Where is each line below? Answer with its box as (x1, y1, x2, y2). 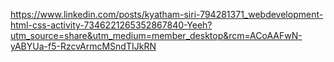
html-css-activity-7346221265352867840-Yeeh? (10, 19, 213, 31)
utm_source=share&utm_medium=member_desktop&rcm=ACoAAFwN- (10, 30, 303, 41)
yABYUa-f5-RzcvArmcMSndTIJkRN (10, 40, 157, 52)
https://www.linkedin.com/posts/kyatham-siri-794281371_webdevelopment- (10, 9, 324, 20)
